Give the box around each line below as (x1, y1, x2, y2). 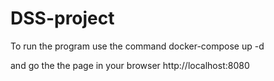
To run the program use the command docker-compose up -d (10, 40, 265, 52)
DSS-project (10, 7, 115, 30)
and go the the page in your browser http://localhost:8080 (10, 59, 250, 71)
